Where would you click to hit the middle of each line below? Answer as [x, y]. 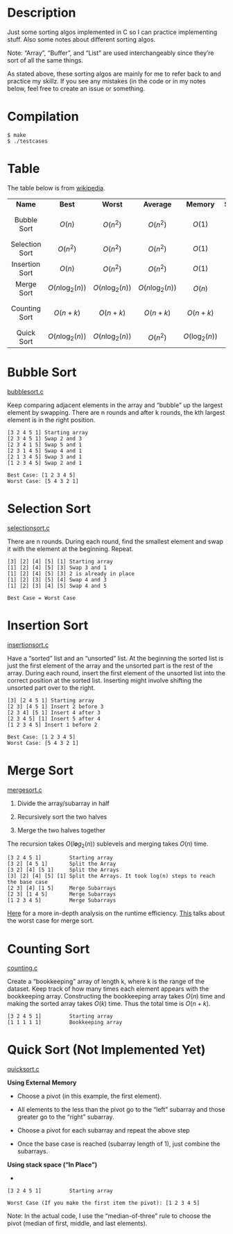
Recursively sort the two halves [62, 816]
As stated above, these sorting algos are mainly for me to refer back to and [114, 74]
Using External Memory [42, 1083]
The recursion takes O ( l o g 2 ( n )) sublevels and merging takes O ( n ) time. [108, 844]
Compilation [43, 117]
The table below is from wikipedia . [56, 188]
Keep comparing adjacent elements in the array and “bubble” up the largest [115, 405]
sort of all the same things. [45, 60]
